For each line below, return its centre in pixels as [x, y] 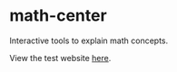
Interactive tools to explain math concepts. [89, 40]
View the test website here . [60, 58]
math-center [58, 16]
